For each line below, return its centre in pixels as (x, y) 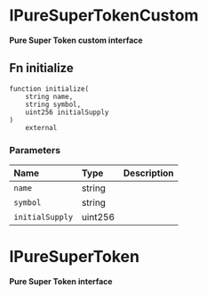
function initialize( (49, 89)
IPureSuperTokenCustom (104, 16)
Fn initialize (41, 68)
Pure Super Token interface (61, 281)
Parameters (35, 150)
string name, (49, 96)
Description (148, 173)
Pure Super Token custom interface (76, 40)
